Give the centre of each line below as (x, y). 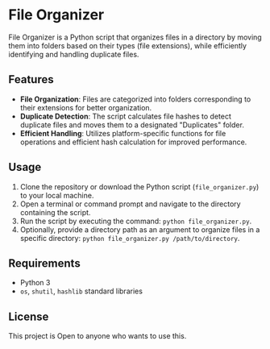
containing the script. (55, 212)
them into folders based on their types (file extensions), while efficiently (128, 45)
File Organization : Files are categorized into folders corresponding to (135, 99)
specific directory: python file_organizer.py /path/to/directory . (130, 238)
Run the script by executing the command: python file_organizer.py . (136, 221)
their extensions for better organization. (86, 107)
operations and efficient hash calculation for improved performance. (133, 142)
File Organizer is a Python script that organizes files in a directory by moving (135, 37)
